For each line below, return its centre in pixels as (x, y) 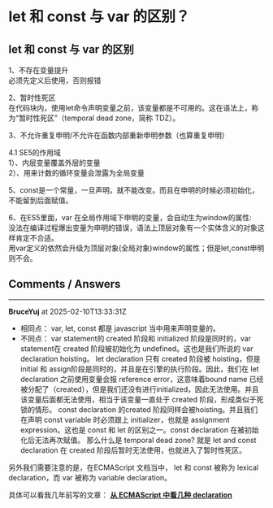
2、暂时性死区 (32, 98)
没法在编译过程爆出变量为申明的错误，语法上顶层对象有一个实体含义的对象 (133, 228)
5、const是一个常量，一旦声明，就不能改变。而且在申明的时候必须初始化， (134, 190)
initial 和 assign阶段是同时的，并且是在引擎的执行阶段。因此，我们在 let (139, 369)
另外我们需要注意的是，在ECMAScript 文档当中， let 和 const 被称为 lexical (133, 467)
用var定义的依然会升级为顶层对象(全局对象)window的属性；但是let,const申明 (136, 248)
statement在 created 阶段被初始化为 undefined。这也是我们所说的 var (136, 348)
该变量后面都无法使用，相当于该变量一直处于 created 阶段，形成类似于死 (142, 399)
